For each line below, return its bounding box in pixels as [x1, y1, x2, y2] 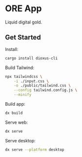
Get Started [5, 33, 41, 42]
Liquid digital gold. [5, 19, 42, 25]
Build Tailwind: [5, 65, 35, 70]
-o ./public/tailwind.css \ [14, 83, 71, 88]
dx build [5, 111, 23, 115]
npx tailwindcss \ [5, 74, 42, 79]
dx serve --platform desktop [5, 147, 64, 152]
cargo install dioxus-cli [5, 56, 58, 61]
